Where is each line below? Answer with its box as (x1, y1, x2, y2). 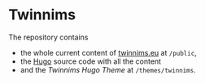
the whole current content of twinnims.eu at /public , (20, 48, 197, 57)
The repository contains (8, 32, 89, 42)
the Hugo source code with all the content (20, 56, 161, 66)
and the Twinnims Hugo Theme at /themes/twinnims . (20, 64, 197, 74)
